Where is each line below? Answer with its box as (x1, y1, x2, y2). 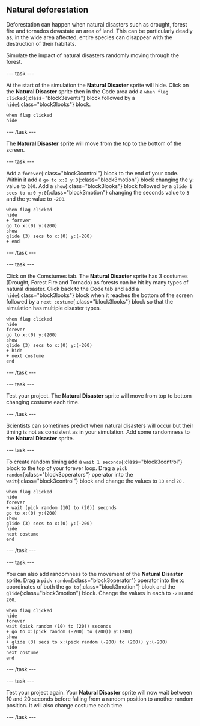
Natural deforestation (6, 5, 89, 15)
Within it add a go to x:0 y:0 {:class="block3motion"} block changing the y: (6, 176, 194, 183)
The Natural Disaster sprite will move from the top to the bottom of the (6, 140, 182, 147)
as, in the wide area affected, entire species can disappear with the (6, 33, 173, 41)
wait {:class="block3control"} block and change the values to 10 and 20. (6, 477, 185, 484)
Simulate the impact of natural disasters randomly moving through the (6, 51, 179, 59)
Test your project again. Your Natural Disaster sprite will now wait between (6, 689, 193, 696)
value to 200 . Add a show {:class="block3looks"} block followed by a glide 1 (6, 182, 193, 189)
